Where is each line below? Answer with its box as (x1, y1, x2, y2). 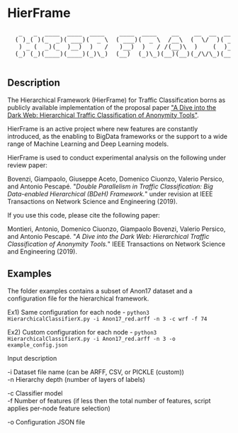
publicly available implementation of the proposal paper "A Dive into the (7, 103, 217, 111)
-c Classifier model (7, 388, 63, 398)
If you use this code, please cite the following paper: (7, 210, 161, 219)
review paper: (7, 161, 48, 169)
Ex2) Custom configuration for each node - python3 (7, 327, 157, 336)
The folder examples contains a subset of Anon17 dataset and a (7, 286, 193, 295)
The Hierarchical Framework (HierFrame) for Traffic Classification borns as (7, 96, 226, 104)
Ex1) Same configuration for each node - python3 (7, 308, 150, 316)
